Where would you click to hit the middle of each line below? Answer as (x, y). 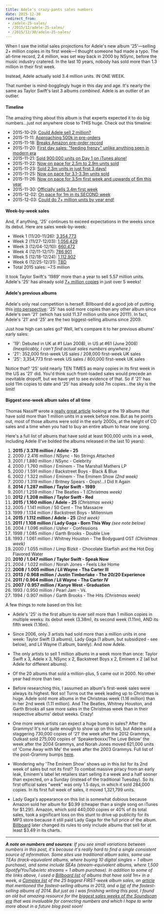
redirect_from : (21, 18)
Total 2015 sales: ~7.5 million (41, 267)
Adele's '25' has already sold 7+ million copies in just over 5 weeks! (73, 282)
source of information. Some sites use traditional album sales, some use (78, 854)
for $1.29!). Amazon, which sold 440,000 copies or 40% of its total (80, 809)
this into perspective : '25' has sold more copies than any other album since (81, 309)
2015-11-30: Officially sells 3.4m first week (55, 189)
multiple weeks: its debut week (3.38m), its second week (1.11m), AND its (85, 619)
